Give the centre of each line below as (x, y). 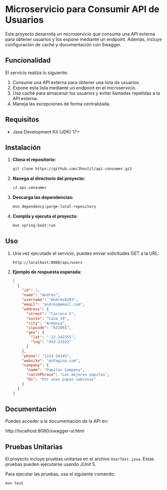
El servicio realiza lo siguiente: (37, 73)
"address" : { (35, 309)
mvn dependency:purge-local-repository (54, 207)
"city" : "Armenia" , (46, 323)
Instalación (23, 147)
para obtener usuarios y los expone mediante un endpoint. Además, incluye (83, 39)
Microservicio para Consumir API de (82, 9)
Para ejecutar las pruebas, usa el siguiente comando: (60, 474)
